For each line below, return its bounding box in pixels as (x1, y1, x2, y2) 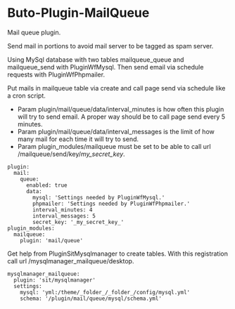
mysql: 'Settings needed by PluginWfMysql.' (32, 194, 165, 201)
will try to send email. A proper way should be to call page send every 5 (17, 112, 226, 121)
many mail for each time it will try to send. (17, 135, 139, 143)
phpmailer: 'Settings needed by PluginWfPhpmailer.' (32, 200, 191, 207)
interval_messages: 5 (32, 212, 96, 219)
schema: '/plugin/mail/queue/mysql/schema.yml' (20, 295, 162, 302)
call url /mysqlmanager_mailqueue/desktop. (7, 256, 134, 265)
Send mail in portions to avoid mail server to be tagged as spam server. (7, 41, 214, 50)
